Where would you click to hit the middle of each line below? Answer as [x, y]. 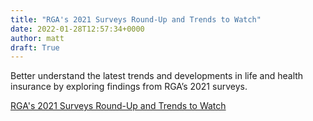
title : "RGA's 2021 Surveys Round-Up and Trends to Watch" [136, 19]
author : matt [37, 38]
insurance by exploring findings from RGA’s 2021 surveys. [129, 87]
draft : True [35, 47]
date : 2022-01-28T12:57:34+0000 [77, 29]
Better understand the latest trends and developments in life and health [157, 76]
